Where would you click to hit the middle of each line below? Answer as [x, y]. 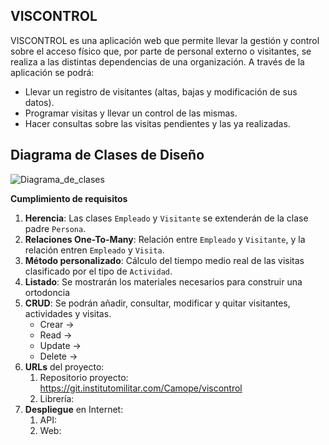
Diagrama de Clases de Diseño [107, 155]
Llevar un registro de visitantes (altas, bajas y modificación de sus [161, 91]
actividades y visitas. [68, 313]
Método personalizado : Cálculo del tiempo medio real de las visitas [164, 260]
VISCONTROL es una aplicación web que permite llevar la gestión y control [165, 40]
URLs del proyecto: [64, 366]
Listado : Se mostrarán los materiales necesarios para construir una [163, 281]
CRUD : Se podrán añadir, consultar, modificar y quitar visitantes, [157, 303]
